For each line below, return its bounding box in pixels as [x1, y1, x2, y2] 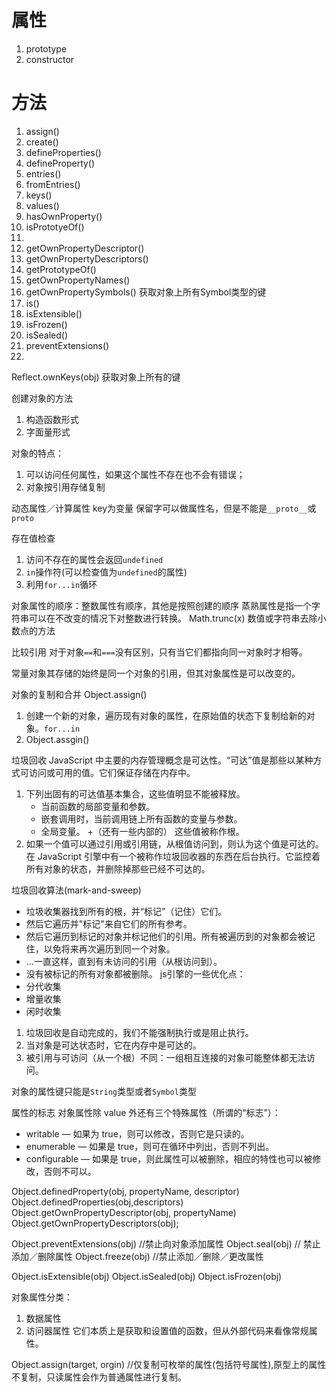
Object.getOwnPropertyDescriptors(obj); [11, 1217, 179, 1229]
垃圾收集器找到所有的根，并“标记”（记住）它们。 [25, 905, 228, 917]
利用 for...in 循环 [25, 578, 98, 590]
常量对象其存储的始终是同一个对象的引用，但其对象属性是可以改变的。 [11, 667, 301, 679]
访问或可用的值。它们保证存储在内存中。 [28, 766, 196, 778]
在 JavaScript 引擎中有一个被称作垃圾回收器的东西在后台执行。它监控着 [25, 850, 321, 862]
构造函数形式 [25, 413, 79, 425]
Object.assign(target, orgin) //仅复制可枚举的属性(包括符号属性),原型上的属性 [11, 1358, 327, 1370]
